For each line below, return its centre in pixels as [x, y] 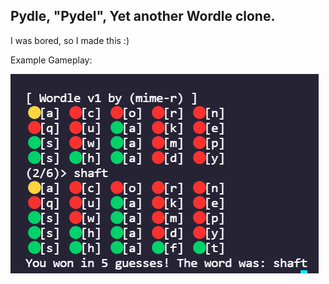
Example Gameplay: [51, 60]
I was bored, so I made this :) [70, 40]
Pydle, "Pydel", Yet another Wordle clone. [143, 16]
